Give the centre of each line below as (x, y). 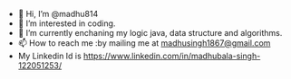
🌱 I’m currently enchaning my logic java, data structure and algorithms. (150, 33)
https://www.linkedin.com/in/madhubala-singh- (172, 56)
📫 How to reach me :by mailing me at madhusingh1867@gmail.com (144, 43)
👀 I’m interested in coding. (67, 23)
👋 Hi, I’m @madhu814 (58, 14)
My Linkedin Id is (49, 56)
